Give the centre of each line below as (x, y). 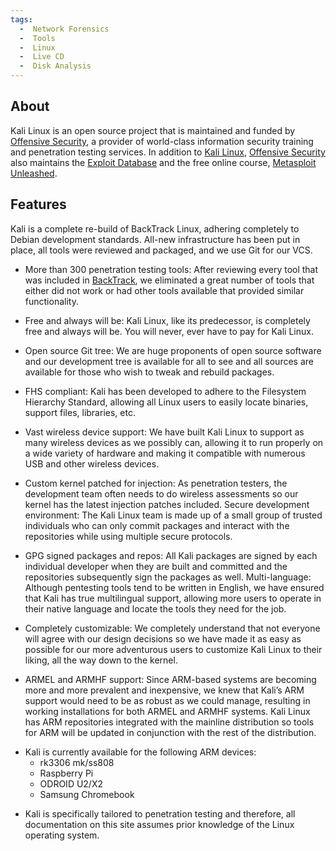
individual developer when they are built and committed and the (156, 566)
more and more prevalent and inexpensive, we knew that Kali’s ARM (164, 690)
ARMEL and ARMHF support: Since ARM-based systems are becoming (170, 679)
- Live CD (42, 57)
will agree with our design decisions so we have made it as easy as (163, 638)
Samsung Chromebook (87, 794)
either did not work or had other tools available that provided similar (164, 290)
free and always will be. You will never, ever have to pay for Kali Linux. (169, 331)
